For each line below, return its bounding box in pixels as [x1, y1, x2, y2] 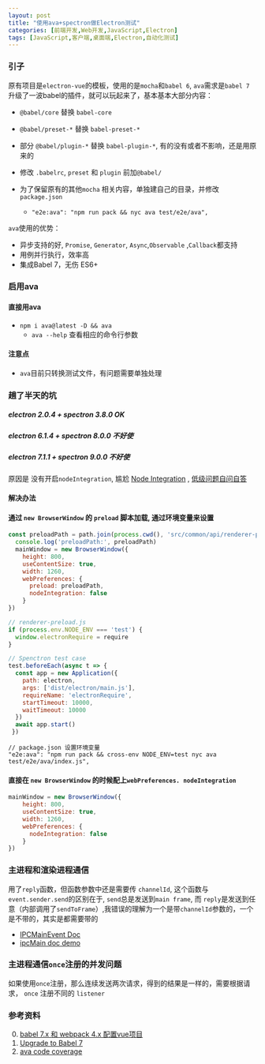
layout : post [8, 11, 51, 20]
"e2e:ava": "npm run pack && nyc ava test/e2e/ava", [31, 208, 209, 216]
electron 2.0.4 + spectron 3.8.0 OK [8, 410, 125, 419]
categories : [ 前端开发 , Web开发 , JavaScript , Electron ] [8, 26, 178, 34]
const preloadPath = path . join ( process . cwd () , [8, 530, 164, 539]
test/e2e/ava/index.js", [8, 758, 90, 766]
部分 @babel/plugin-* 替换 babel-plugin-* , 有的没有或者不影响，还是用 [19, 140, 250, 150]
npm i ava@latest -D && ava [19, 321, 112, 330]
